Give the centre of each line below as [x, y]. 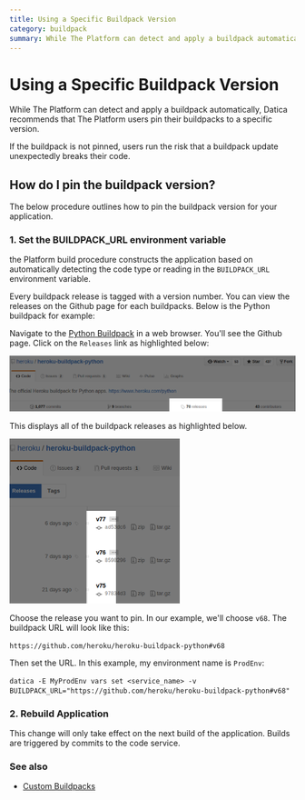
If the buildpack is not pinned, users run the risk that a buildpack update [144, 146]
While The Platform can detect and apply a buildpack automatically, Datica [148, 110]
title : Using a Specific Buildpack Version [93, 19]
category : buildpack [49, 29]
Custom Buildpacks [59, 786]
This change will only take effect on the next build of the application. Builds [150, 734]
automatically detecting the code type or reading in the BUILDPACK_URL [140, 269]
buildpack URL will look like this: [69, 627]
